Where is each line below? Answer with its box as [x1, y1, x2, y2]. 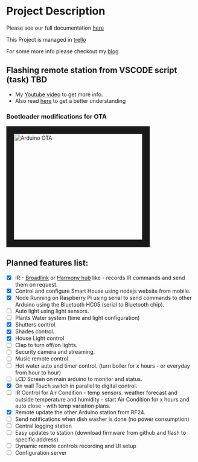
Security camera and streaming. [14, 348, 95, 356]
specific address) [14, 436, 59, 443]
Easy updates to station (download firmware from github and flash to [14, 429, 187, 436]
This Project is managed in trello [6, 36, 86, 43]
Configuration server [14, 449, 67, 457]
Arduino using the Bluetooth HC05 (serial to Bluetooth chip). [14, 301, 165, 308]
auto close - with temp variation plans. [14, 402, 110, 409]
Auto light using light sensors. [14, 307, 89, 315]
